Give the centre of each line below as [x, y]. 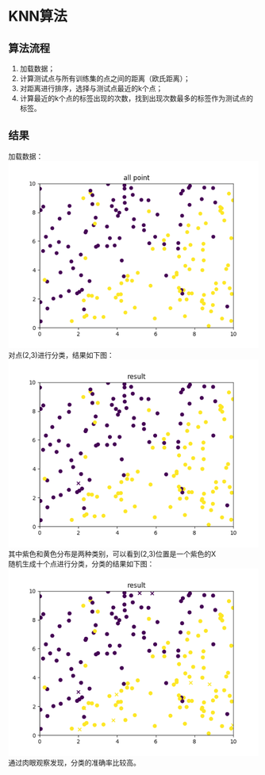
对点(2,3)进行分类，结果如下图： [61, 355]
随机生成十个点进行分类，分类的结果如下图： [81, 563]
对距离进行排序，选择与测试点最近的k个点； [91, 88]
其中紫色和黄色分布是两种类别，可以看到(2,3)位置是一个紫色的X [112, 554]
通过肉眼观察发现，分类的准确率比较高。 [74, 762]
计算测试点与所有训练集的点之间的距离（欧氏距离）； [105, 79]
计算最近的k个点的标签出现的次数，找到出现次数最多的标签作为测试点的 [136, 98]
